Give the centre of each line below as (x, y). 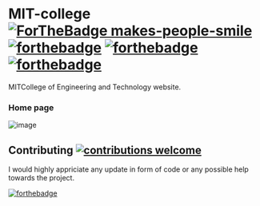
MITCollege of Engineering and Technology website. (95, 87)
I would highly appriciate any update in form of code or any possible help (129, 169)
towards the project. (41, 178)
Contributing (41, 150)
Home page (31, 107)
